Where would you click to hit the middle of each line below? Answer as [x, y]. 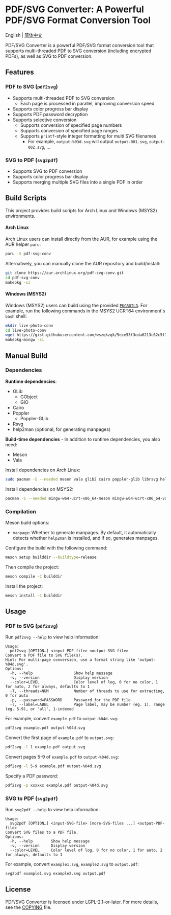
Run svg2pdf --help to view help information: [53, 809]
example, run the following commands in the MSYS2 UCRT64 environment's [85, 311]
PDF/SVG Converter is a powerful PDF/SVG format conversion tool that [80, 45]
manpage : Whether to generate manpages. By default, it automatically [84, 532]
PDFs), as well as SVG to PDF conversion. [49, 56]
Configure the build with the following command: [56, 547]
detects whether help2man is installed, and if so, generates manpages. [86, 538]
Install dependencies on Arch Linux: [43, 470]
